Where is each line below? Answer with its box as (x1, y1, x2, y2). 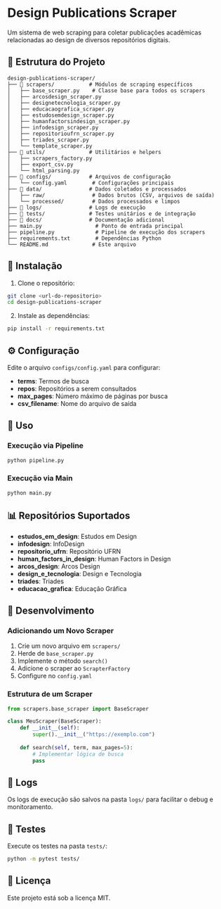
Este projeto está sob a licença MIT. (7, 894, 111, 902)
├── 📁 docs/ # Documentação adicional (7, 216, 165, 223)
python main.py (7, 489, 52, 497)
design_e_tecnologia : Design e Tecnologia (17, 569, 142, 578)
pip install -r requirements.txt (7, 325, 105, 332)
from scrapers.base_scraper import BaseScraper (7, 705, 149, 712)
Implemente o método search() (17, 656, 108, 666)
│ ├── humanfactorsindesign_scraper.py (7, 117, 130, 125)
